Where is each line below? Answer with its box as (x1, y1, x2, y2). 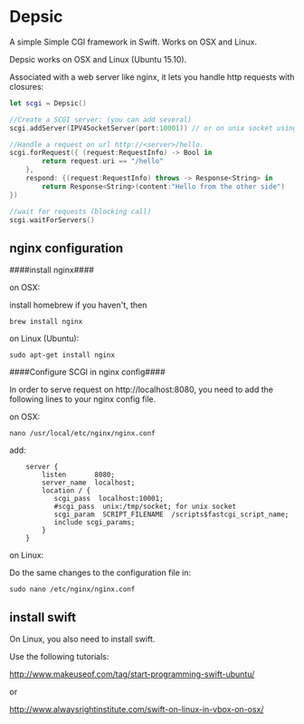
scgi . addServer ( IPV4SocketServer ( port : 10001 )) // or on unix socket (9, 123, 273, 132)
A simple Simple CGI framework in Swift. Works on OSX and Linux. (9, 36, 258, 47)
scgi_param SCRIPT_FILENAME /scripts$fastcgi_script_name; (53, 510, 290, 519)
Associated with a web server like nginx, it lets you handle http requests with (9, 71, 295, 83)
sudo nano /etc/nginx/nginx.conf (9, 585, 136, 594)
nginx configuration (9, 240, 124, 256)
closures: (9, 81, 44, 92)
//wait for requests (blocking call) (9, 207, 152, 216)
